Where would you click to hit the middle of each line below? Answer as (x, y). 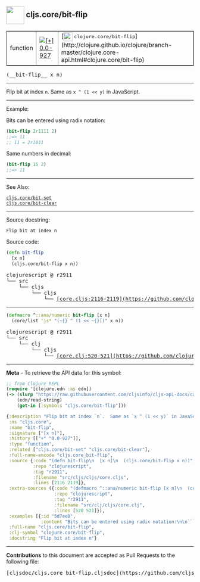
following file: (23, 562)
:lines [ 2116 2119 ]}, (59, 483)
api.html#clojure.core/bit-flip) (103, 60)
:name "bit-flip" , (32, 427)
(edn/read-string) (40, 400)
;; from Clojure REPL (33, 384)
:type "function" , (32, 444)
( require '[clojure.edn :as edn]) (49, 389)
